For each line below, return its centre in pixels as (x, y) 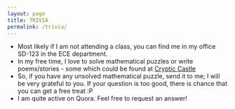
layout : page (26, 14)
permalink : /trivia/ (38, 27)
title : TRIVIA (28, 20)
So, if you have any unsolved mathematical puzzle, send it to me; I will (119, 76)
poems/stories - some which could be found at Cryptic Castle (107, 69)
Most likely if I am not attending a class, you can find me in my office (116, 47)
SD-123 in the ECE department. (62, 54)
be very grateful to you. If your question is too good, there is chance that (122, 84)
